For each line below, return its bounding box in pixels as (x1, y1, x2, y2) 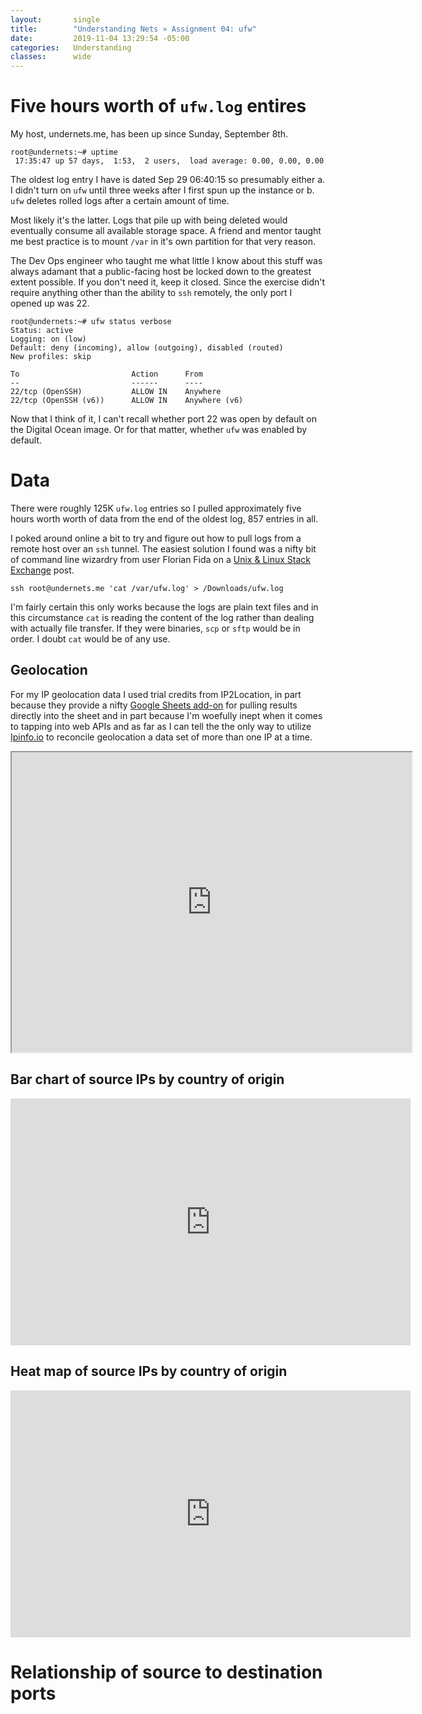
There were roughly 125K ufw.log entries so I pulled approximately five (10, 502, 302, 514)
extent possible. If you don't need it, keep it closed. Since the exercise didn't (10, 276, 326, 288)
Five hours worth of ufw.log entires (10, 95, 307, 118)
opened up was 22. (10, 297, 90, 310)
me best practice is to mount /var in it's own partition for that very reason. (10, 236, 317, 248)
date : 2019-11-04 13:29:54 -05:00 (10, 33, 190, 43)
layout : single (10, 14, 101, 25)
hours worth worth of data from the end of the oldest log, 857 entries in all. (10, 513, 319, 525)
